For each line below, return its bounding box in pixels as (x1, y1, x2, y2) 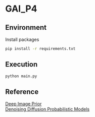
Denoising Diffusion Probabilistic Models (5, 106, 90, 112)
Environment (5, 23, 47, 32)
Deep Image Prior (5, 101, 42, 107)
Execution (5, 60, 38, 69)
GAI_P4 (5, 3, 37, 15)
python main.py (5, 74, 37, 79)
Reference (5, 87, 39, 96)
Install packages (5, 36, 39, 42)
